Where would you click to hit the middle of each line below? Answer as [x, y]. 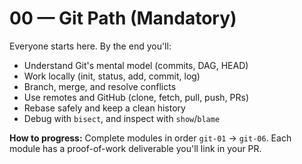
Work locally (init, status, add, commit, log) [112, 76]
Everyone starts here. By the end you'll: [90, 46]
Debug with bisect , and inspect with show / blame [122, 118]
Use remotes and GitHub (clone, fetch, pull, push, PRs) [136, 97]
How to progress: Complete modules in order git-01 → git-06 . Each [150, 138]
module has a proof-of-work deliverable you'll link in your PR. [135, 148]
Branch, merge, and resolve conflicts [100, 86]
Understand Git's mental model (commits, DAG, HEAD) [136, 65]
